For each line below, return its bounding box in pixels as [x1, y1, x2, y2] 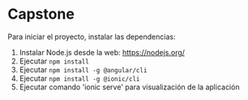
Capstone [7, 5, 75, 24]
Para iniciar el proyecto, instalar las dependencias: [7, 32, 176, 41]
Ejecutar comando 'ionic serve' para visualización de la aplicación [19, 82, 240, 92]
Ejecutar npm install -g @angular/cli [19, 64, 148, 74]
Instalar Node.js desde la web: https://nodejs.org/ [19, 47, 186, 57]
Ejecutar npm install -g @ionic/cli [19, 73, 140, 83]
